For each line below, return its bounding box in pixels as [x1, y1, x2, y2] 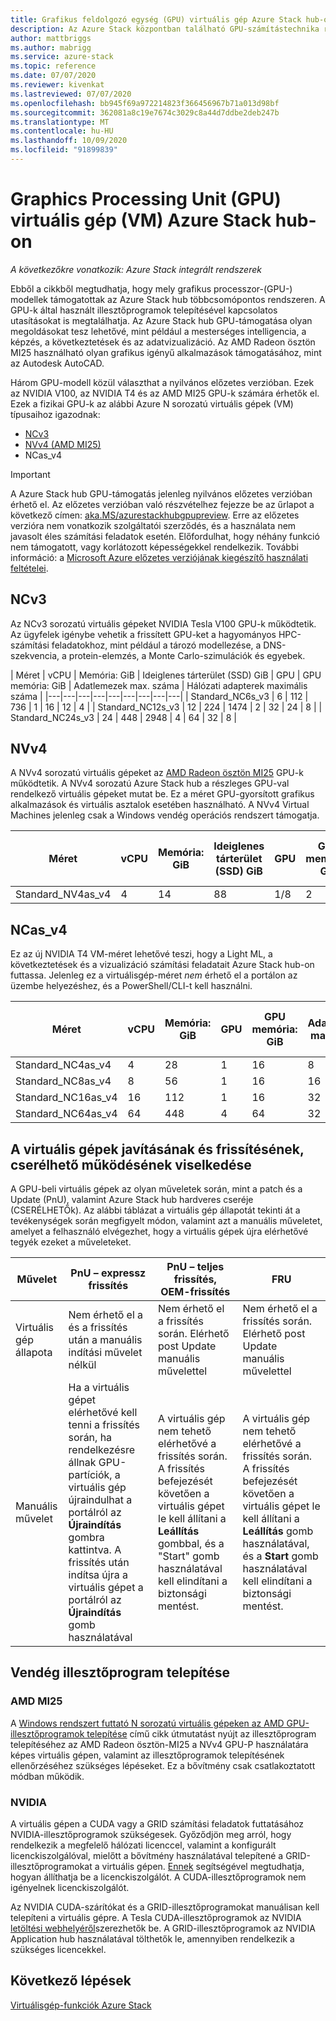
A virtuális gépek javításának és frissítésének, [10, 1141, 305, 1158]
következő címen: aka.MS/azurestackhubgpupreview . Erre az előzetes [10, 509, 300, 521]
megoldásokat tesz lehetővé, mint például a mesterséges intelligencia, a [10, 325, 307, 337]
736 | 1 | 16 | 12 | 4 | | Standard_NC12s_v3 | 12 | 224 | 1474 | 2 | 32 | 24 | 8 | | [10, 701, 323, 713]
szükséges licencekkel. [10, 1944, 107, 1956]
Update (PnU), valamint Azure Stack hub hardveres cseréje [10, 1194, 254, 1206]
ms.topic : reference [10, 61, 97, 71]
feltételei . [10, 562, 49, 574]
